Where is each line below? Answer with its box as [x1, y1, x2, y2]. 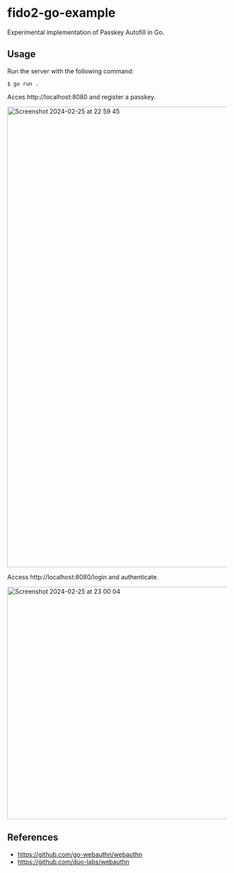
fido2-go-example [7, 5, 116, 21]
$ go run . [7, 80, 39, 87]
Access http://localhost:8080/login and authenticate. [7, 572, 159, 581]
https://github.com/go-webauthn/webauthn [17, 850, 143, 858]
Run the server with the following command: [7, 66, 134, 75]
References [7, 832, 58, 844]
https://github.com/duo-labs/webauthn [17, 858, 130, 866]
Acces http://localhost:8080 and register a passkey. [7, 92, 156, 101]
